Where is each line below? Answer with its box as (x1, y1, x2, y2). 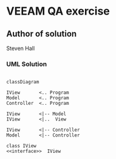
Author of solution (6, 29, 77, 39)
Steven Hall (6, 44, 35, 52)
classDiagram (6, 79, 39, 85)
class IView (6, 143, 36, 149)
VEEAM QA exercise (6, 4, 111, 18)
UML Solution (6, 60, 47, 68)
